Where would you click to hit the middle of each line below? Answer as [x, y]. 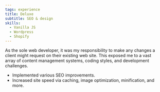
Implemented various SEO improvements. [53, 75]
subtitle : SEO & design [29, 18]
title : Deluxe [19, 14]
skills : [13, 23]
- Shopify [19, 37]
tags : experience [23, 9]
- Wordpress [22, 32]
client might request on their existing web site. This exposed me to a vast [78, 55]
